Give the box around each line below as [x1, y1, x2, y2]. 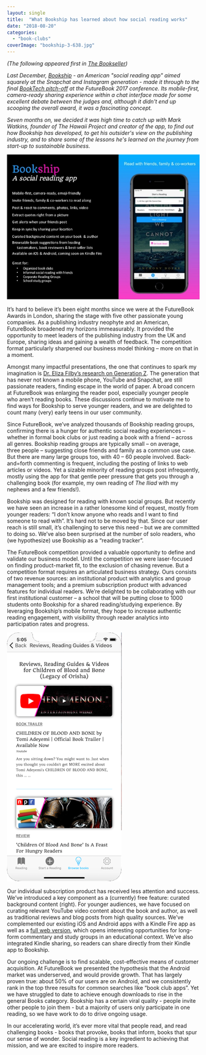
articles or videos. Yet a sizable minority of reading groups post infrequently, [7, 466, 200, 474]
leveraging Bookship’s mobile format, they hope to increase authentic [7, 607, 182, 615]
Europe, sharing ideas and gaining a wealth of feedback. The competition [7, 338, 192, 346]
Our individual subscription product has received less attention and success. [7, 888, 200, 895]
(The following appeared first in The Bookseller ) [7, 60, 128, 67]
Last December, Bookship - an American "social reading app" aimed [7, 72, 180, 79]
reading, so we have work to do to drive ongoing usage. [7, 1010, 148, 1018]
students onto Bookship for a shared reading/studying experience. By [7, 601, 182, 608]
